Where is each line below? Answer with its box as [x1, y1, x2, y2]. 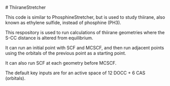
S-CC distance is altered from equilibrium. [5, 35, 93, 41]
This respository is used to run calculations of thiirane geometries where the [5, 30, 165, 35]
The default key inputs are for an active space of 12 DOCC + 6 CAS [5, 70, 146, 76]
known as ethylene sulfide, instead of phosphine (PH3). [5, 20, 122, 25]
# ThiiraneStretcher [5, 5, 46, 10]
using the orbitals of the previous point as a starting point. [5, 50, 126, 56]
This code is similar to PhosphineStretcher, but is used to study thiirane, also [5, 14, 165, 20]
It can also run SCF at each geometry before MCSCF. [5, 60, 117, 66]
